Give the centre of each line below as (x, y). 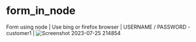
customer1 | (20, 33)
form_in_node (41, 11)
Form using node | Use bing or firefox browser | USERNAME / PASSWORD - (98, 27)
